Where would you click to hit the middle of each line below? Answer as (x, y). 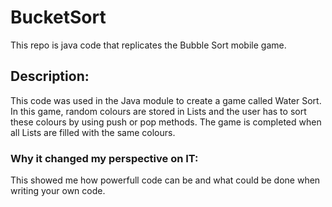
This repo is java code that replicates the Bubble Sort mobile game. (148, 45)
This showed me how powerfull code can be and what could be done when (165, 180)
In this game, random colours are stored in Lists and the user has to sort (158, 111)
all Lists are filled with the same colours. (93, 132)
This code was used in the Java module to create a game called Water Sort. (166, 100)
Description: (50, 76)
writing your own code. (58, 191)
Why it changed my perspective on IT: (104, 158)
